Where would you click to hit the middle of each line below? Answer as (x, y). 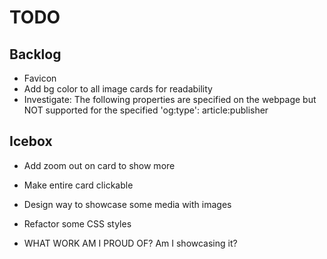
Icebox (31, 141)
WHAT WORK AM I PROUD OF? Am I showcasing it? (130, 243)
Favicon (40, 78)
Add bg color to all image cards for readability (118, 89)
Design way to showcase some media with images (127, 204)
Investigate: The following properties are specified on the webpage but (170, 99)
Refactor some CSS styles (77, 223)
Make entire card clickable (78, 185)
